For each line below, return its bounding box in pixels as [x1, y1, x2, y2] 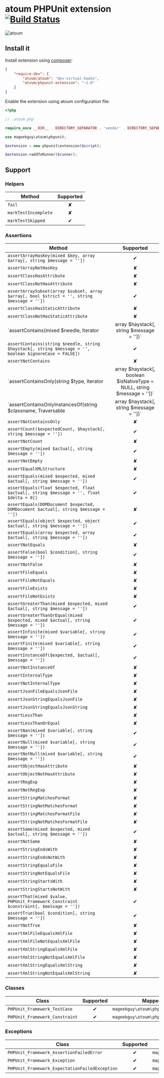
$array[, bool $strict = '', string [7, 293, 93, 299]
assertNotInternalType [7, 680, 60, 686]
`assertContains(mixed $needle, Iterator [7, 327, 99, 334]
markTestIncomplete [7, 210, 53, 215]
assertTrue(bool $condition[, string [7, 910, 95, 916]
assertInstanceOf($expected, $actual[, [7, 652, 100, 658]
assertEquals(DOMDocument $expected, [7, 501, 95, 507]
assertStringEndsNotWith [7, 854, 65, 860]
